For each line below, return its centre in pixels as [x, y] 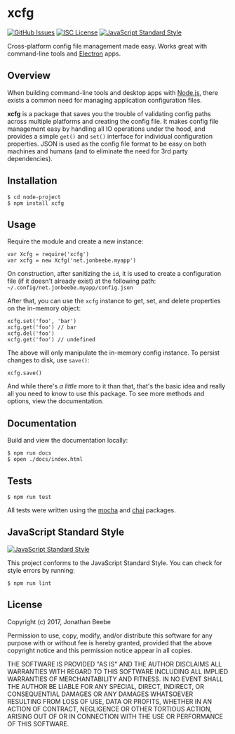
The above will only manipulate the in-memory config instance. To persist [113, 353]
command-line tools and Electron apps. [64, 53]
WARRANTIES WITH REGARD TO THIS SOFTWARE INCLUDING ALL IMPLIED [118, 671]
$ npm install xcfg [36, 203]
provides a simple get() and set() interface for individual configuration [110, 136]
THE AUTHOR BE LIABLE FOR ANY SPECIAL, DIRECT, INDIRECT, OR [106, 686]
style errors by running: [41, 570]
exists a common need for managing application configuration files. [105, 100]
